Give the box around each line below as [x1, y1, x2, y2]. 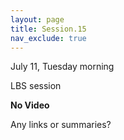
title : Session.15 [10, 24, 87, 34]
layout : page [10, 14, 65, 25]
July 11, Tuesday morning [10, 61, 115, 73]
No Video [10, 99, 50, 111]
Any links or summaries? [10, 119, 112, 131]
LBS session [10, 80, 62, 92]
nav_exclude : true [10, 33, 87, 43]
